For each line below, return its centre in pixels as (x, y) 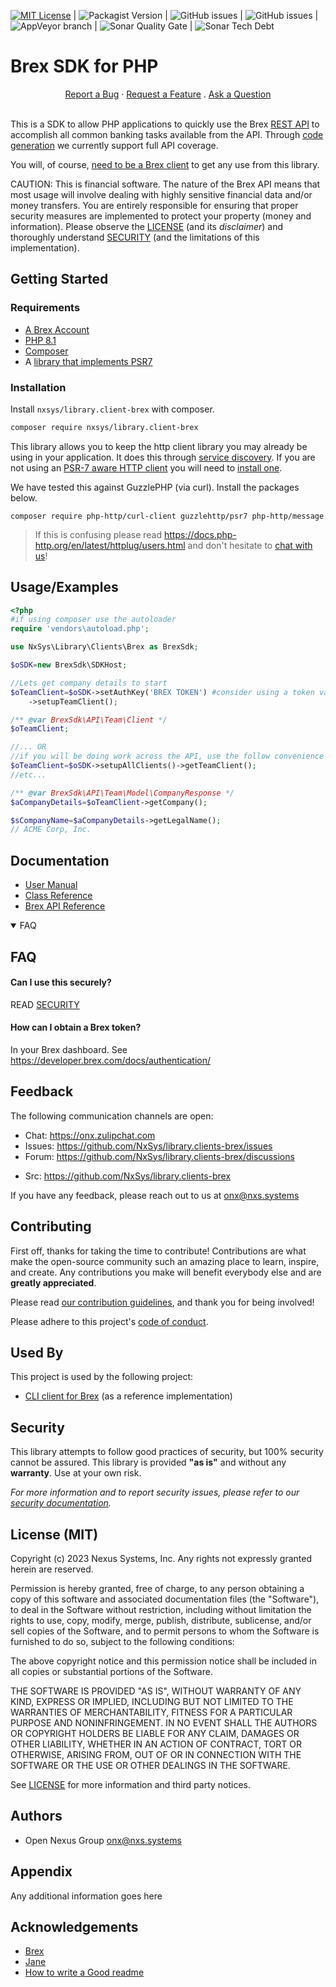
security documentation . (61, 1503)
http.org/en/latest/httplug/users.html (110, 545)
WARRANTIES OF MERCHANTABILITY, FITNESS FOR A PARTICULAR (151, 1712)
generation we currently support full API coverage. (114, 145)
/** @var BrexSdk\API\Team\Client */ (89, 720)
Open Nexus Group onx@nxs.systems (103, 1840)
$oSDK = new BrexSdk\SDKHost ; (69, 665)
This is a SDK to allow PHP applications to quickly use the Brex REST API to (165, 124)
